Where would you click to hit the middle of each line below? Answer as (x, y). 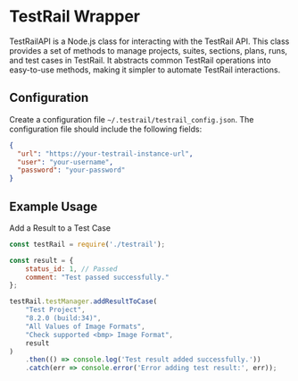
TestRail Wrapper (75, 17)
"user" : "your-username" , (66, 162)
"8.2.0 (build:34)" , (63, 318)
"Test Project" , (56, 310)
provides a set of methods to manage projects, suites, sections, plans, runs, (149, 50)
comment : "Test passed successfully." (97, 277)
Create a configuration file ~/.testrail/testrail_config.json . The (132, 119)
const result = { (41, 260)
